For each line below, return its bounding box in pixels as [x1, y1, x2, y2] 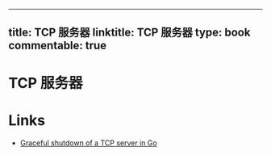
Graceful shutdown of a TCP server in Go [19, 138, 157, 148]
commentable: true [8, 39, 107, 52]
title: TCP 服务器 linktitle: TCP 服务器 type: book [8, 26, 251, 40]
